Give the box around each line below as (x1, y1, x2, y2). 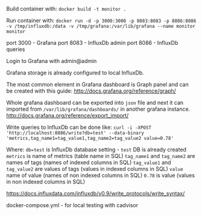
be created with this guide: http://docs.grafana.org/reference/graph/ (6, 87, 176, 94)
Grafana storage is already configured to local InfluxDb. (6, 69, 145, 76)
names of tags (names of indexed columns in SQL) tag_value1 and (6, 159, 171, 166)
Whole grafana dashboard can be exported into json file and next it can (6, 99, 184, 106)
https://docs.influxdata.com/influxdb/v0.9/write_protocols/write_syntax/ (6, 190, 185, 197)
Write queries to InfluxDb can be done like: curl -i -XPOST (6, 124, 152, 131)
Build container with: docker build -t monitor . (6, 5, 127, 12)
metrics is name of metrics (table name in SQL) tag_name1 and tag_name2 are (6, 153, 195, 159)
